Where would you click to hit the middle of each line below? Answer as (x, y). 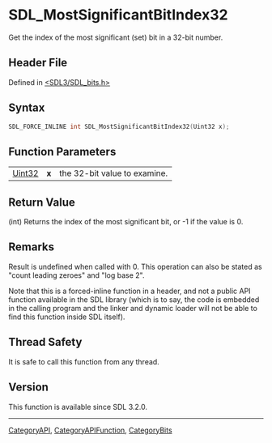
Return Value (42, 202)
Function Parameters (62, 151)
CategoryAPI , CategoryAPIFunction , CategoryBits (90, 430)
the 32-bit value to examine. (114, 173)
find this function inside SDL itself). (67, 317)
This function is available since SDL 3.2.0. (78, 407)
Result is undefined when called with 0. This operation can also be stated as (135, 266)
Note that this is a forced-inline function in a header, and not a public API (130, 291)
